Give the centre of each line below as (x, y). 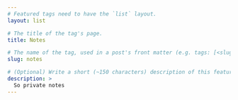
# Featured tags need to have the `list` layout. (82, 14)
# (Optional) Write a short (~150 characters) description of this (109, 72)
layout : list (27, 21)
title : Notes (27, 40)
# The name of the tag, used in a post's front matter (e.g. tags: (109, 53)
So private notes (39, 85)
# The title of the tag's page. (55, 33)
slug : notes (25, 60)
